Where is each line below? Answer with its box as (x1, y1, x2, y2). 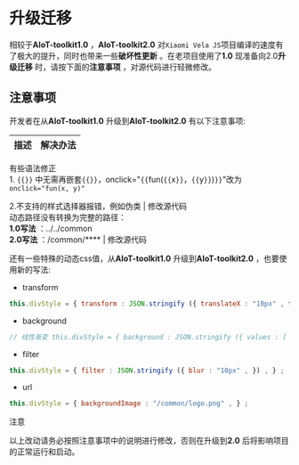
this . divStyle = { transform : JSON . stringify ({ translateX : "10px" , (9, 299, 285, 308)
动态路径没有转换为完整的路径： (9, 211, 126, 223)
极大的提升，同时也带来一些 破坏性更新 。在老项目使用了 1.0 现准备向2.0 (16, 50, 279, 61)
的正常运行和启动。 (9, 446, 80, 457)
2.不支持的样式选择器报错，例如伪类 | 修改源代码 (9, 200, 188, 211)
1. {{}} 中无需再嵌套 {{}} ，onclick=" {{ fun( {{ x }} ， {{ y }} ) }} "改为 (9, 174, 242, 184)
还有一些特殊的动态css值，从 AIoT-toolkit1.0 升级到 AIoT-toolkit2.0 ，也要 (9, 253, 279, 264)
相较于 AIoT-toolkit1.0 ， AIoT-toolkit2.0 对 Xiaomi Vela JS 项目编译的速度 (9, 39, 276, 50)
